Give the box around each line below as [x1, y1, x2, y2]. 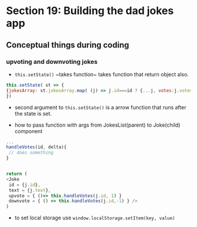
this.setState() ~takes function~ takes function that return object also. [14, 70, 189, 77]
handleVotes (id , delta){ [6, 144, 67, 150]
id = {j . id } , [8, 182, 41, 188]
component [14, 127, 43, 134]
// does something [8, 150, 54, 156]
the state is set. [14, 110, 52, 117]
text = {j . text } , [8, 187, 51, 193]
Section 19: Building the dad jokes [6, 4, 174, 18]
